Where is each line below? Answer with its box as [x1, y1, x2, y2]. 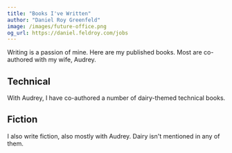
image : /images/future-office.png [7, 23, 107, 30]
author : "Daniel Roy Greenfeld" [7, 17, 100, 23]
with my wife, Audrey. [34, 56, 97, 64]
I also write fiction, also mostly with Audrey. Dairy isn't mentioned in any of [7, 132, 220, 140]
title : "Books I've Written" [7, 10, 91, 17]
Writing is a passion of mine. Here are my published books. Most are [7, 48, 202, 57]
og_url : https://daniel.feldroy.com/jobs [7, 29, 129, 37]
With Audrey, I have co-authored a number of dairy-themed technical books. [7, 94, 226, 102]
